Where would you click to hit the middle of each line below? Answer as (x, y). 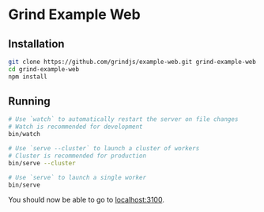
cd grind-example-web (44, 69)
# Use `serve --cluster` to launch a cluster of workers (104, 149)
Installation (36, 44)
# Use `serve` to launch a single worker (77, 177)
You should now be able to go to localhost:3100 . (86, 200)
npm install (28, 77)
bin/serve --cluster (42, 163)
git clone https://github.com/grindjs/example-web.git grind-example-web (132, 62)
